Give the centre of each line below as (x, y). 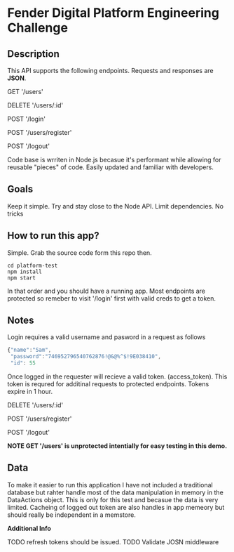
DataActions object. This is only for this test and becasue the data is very (113, 499)
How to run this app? (53, 236)
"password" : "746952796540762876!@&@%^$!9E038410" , (85, 357)
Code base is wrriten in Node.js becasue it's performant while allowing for (114, 160)
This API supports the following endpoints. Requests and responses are (110, 71)
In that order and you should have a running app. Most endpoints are (106, 291)
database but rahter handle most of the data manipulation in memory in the (116, 492)
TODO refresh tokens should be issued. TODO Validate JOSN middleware (113, 541)
